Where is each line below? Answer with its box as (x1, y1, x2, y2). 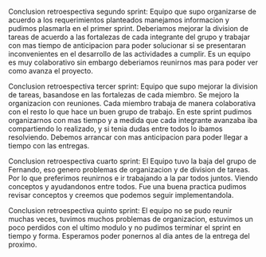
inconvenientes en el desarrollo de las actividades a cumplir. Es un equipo (8, 49, 251, 58)
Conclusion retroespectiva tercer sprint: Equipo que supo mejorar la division (8, 81, 259, 91)
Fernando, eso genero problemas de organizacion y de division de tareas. (8, 165, 251, 174)
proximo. (8, 239, 37, 249)
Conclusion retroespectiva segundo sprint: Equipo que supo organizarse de (8, 7, 256, 16)
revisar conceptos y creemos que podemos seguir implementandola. (8, 191, 234, 200)
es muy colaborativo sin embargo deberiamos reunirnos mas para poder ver (8, 57, 259, 67)
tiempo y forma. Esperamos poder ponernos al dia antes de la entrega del (8, 231, 250, 240)
